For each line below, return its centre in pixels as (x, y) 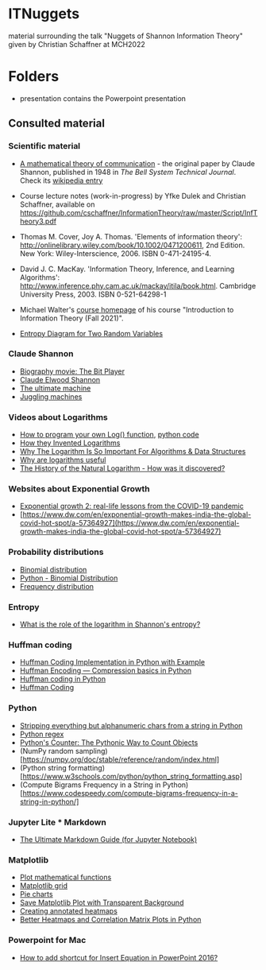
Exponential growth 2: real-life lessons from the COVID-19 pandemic (131, 506)
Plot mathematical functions (66, 877)
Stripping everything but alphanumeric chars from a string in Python (131, 725)
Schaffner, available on (57, 204)
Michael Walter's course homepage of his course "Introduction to (127, 309)
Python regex (42, 734)
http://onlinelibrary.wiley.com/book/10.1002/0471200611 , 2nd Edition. (132, 245)
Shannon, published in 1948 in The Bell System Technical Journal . (128, 172)
